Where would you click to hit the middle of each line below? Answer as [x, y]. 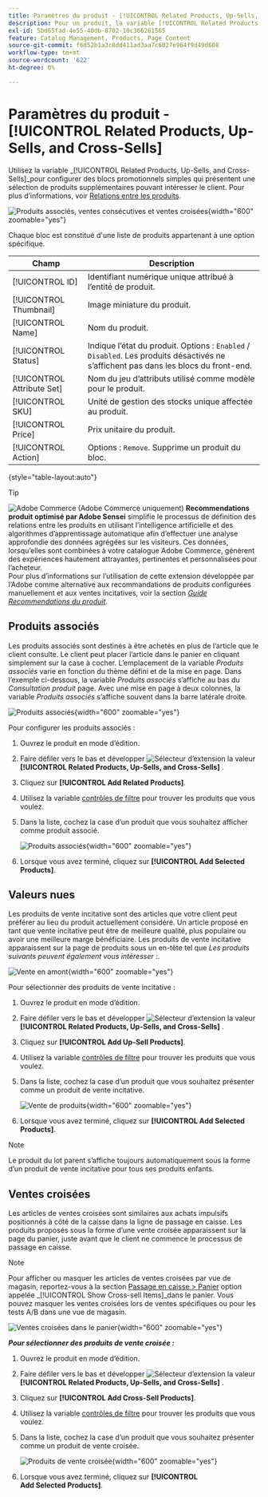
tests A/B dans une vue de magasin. [68, 1312]
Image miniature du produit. [139, 304]
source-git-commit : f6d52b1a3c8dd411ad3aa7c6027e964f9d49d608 [114, 46]
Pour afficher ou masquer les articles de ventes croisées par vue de [120, 1278]
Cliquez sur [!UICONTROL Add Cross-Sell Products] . [108, 1398]
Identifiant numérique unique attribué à [160, 276]
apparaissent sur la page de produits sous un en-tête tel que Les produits [129, 948]
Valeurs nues [42, 895]
